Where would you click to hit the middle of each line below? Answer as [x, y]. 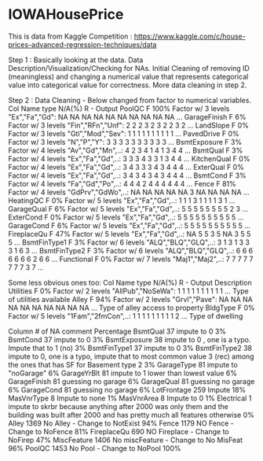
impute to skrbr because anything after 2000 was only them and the [119, 406]
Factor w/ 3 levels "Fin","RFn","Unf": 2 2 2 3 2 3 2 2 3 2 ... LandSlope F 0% [129, 125]
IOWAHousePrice [66, 15]
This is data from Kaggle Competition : [70, 36]
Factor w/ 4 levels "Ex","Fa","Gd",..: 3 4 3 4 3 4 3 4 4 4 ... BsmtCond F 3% [128, 175]
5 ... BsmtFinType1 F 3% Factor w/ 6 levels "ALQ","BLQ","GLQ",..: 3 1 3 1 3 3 [129, 242]
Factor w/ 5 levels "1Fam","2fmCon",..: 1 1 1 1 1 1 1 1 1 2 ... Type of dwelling [126, 315]
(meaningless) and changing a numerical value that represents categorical [128, 76]
